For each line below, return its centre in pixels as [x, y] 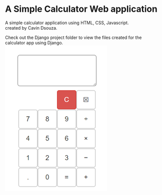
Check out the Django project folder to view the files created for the [74, 37]
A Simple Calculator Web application [81, 9]
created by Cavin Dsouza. [31, 28]
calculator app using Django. [34, 42]
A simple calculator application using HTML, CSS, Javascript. [67, 23]
